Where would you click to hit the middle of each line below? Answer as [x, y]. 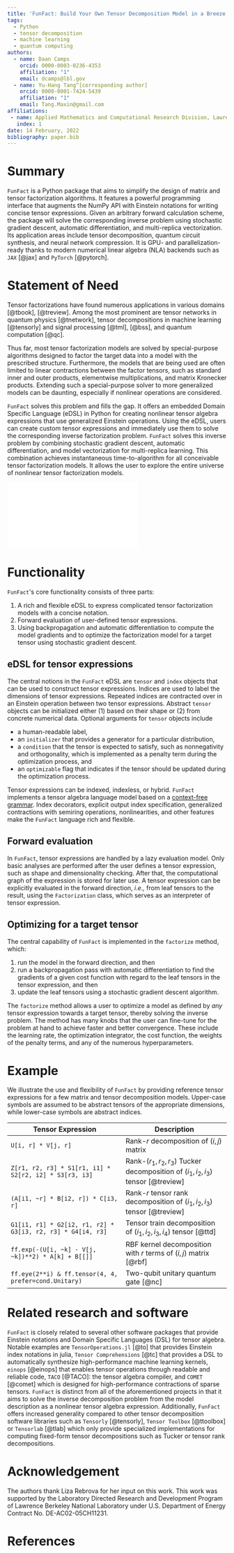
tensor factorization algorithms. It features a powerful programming [104, 198]
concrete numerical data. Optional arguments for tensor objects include [110, 718]
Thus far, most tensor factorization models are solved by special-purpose [112, 348]
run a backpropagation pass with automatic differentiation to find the [116, 970]
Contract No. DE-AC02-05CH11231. [58, 1513]
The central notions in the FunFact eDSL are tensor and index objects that [112, 681]
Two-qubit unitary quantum [171, 1273]
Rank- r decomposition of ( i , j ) [173, 1141]
